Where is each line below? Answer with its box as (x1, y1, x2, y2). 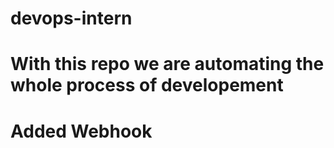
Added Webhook (10, 120, 153, 142)
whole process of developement (10, 74, 284, 97)
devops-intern (10, 7, 133, 30)
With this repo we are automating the (10, 53, 325, 76)
